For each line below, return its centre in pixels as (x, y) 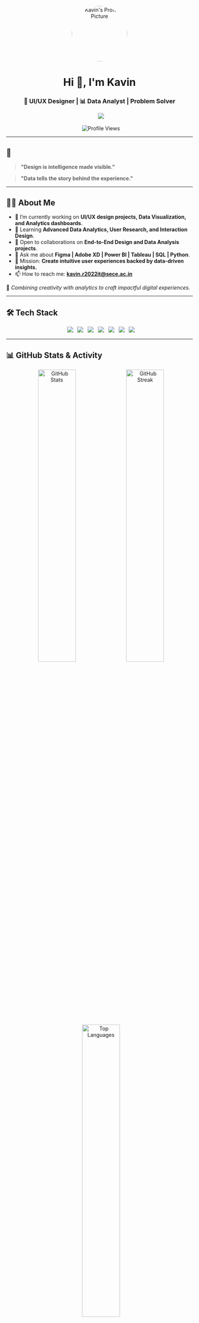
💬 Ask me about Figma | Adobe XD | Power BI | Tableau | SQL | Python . (102, 255)
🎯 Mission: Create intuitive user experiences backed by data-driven (99, 261)
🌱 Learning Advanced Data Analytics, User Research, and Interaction (101, 230)
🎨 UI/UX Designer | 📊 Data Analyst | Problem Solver (99, 101)
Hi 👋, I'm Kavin (99, 82)
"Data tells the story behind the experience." (77, 178)
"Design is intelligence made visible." (68, 167)
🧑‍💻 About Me (31, 202)
